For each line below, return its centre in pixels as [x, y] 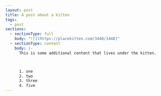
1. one [26, 71]
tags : [11, 20]
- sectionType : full [32, 34]
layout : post [19, 10]
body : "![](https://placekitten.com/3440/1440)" [67, 39]
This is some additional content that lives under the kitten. [88, 53]
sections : [16, 29]
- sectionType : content [35, 44]
